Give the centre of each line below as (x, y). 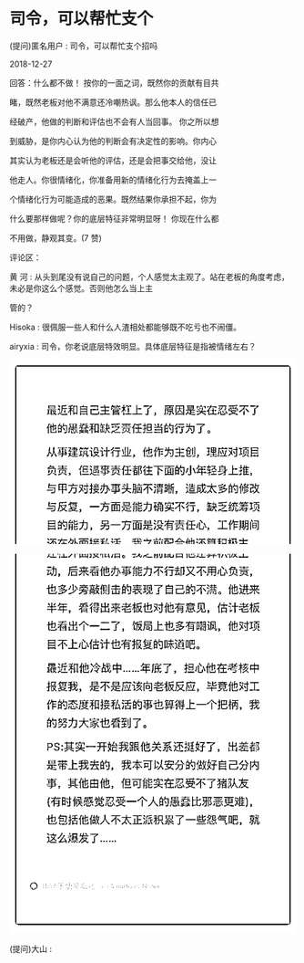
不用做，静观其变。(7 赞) (56, 237)
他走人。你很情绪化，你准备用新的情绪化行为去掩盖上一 (113, 180)
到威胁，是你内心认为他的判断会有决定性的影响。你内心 (113, 141)
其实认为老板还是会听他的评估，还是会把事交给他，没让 (113, 160)
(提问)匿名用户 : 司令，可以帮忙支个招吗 (84, 46)
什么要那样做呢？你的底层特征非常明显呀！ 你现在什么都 (114, 218)
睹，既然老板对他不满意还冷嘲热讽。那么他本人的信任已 (113, 102)
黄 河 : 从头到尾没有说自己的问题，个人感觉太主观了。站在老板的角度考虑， (149, 277)
